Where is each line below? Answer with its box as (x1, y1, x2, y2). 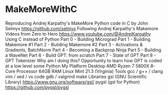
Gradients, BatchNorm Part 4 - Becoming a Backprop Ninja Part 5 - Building (5, 47, 161, 53)
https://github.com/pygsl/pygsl (5, 84, 69, 90)
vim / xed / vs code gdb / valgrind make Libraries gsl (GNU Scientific (5, 73, 147, 79)
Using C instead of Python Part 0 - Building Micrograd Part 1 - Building (5, 36, 150, 42)
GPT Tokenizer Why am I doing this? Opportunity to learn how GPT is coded (5, 57, 162, 63)
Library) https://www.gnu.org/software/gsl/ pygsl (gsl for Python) (5, 79, 140, 85)
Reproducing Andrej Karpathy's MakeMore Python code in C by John (5, 20, 148, 26)
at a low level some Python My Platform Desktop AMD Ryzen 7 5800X (5, 63, 149, 69)
